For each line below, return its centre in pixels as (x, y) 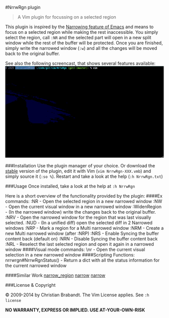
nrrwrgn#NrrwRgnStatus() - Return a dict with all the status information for (82, 260)
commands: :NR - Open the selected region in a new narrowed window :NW (84, 201)
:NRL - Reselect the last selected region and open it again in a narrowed (80, 244)
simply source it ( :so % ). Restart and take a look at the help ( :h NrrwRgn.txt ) (84, 176)
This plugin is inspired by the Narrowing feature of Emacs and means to (79, 27)
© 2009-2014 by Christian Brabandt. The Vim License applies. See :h (77, 295)
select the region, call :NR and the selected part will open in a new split (78, 38)
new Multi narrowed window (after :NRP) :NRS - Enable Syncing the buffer (82, 233)
